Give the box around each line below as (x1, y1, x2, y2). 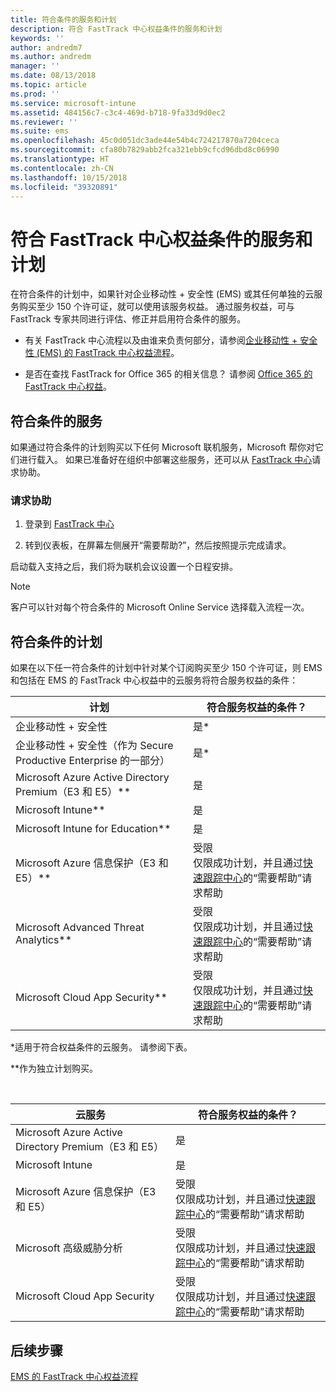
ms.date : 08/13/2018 (10, 71, 97, 81)
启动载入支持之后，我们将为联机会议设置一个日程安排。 (10, 561, 238, 573)
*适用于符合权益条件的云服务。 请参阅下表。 (10, 1041, 193, 1053)
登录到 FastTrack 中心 (24, 518, 115, 530)
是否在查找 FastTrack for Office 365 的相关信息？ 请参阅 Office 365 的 (24, 368, 313, 380)
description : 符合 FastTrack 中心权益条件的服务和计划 (10, 24, 223, 34)
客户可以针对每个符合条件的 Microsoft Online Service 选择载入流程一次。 (10, 601, 310, 613)
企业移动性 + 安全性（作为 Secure (15, 739, 174, 753)
